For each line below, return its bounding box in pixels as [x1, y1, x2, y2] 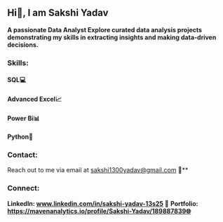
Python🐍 [7, 132, 34, 141]
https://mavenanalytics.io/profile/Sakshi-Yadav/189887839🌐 [7, 207, 191, 215]
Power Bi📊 [7, 113, 40, 123]
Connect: [7, 183, 40, 193]
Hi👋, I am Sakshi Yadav [7, 7, 109, 19]
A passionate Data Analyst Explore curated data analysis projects [7, 25, 202, 34]
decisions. [7, 40, 39, 49]
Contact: [7, 150, 38, 160]
